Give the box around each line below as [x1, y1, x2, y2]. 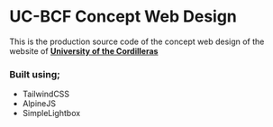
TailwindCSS [22, 88, 70, 100]
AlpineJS [22, 98, 57, 109]
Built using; [9, 68, 60, 80]
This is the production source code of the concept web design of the [9, 36, 265, 47]
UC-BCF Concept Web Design [9, 6, 237, 27]
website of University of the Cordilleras [9, 45, 159, 56]
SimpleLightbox [22, 108, 81, 119]
